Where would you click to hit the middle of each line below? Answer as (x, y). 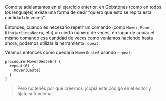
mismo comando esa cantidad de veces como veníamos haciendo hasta (79, 38)
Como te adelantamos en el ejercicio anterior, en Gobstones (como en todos (83, 7)
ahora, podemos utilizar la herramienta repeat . (53, 43)
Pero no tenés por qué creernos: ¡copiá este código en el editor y (84, 88)
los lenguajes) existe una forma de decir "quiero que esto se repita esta (78, 12)
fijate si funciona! (35, 93)
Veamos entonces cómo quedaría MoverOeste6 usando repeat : (69, 52)
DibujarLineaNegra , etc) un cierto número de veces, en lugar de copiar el (80, 32)
